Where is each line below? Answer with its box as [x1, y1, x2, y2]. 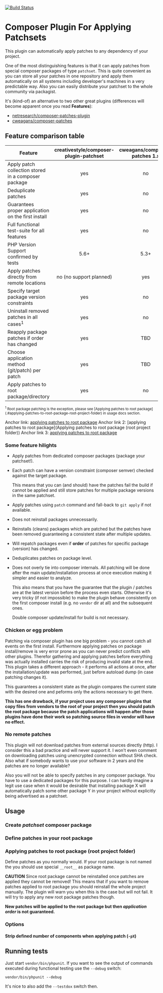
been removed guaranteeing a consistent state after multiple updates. [12, 531, 152, 537]
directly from [7, 273, 37, 280]
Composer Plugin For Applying [5, 22, 131, 33]
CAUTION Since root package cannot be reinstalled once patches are [5, 874, 144, 879]
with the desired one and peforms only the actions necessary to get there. [5, 688, 153, 694]
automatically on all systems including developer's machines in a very [5, 78, 145, 84]
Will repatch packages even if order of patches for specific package [12, 541, 149, 547]
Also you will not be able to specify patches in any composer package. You [5, 772, 155, 778]
